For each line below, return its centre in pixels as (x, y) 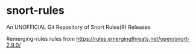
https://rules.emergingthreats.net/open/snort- (133, 38)
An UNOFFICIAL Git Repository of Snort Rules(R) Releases (78, 27)
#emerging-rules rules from (41, 38)
